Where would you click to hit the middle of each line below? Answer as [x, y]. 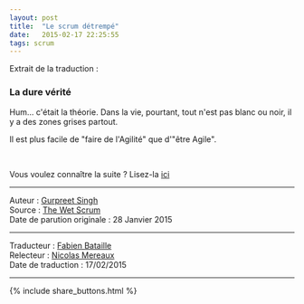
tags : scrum [32, 43]
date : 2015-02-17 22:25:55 [64, 34]
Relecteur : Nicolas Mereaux [62, 255]
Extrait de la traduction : [54, 69]
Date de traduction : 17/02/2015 [68, 264]
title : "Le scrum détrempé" [64, 26]
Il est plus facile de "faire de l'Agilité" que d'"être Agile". [113, 139]
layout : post [34, 18]
